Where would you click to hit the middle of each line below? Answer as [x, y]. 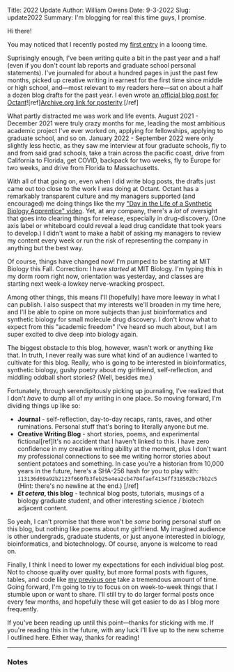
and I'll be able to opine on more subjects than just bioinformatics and [107, 312]
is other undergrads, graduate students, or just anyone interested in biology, [116, 536]
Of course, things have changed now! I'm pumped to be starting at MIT [109, 261]
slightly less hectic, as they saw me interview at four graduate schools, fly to [117, 145]
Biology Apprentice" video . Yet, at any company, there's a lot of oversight [112, 211]
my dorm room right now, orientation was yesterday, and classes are [106, 276]
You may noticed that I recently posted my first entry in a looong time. [107, 44]
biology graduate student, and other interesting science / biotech [110, 501]
